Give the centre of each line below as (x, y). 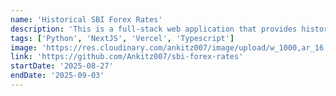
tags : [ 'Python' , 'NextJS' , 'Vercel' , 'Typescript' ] (122, 38)
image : (24, 47)
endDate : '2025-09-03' (57, 76)
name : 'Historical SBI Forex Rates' (86, 19)
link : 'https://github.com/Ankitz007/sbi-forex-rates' (127, 57)
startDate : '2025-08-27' (62, 66)
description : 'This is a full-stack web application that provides (154, 29)
